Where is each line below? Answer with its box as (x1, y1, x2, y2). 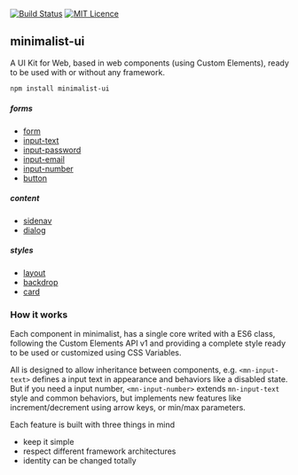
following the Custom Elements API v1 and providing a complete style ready (10, 338, 286, 348)
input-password (22, 144, 82, 155)
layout (22, 267, 46, 278)
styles (10, 245, 34, 256)
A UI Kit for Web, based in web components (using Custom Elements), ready (10, 58, 289, 68)
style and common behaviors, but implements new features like (10, 393, 242, 403)
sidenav (22, 215, 52, 226)
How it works (10, 308, 68, 321)
